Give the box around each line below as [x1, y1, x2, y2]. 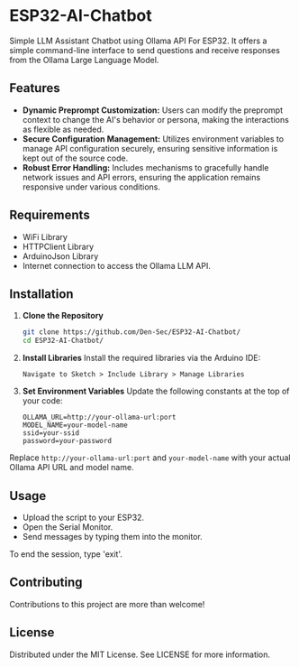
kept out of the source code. [22, 153, 129, 163]
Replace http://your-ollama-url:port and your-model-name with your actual [9, 452, 291, 463]
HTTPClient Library [22, 241, 95, 252]
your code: [22, 395, 63, 406]
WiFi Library [22, 231, 68, 242]
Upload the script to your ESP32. [22, 512, 145, 523]
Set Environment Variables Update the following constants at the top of [22, 385, 290, 397]
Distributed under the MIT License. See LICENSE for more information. [9, 649, 271, 660]
